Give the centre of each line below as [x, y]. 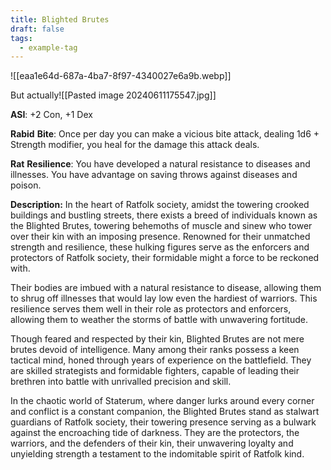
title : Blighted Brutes [60, 19]
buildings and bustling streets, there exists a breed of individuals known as [164, 215]
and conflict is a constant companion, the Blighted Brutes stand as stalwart [165, 412]
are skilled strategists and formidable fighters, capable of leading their [155, 371]
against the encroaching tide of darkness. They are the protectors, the [155, 433]
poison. [26, 185]
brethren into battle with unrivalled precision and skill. [121, 382]
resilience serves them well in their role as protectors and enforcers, [151, 309]
